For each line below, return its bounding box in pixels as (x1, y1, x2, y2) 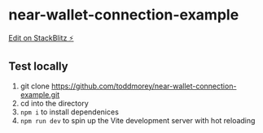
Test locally (8, 59, 68, 74)
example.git (20, 89, 60, 99)
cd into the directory (20, 98, 90, 108)
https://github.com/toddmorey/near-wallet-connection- (51, 81, 237, 91)
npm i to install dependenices (20, 107, 120, 117)
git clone (20, 81, 50, 91)
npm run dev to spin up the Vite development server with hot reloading (20, 115, 256, 125)
